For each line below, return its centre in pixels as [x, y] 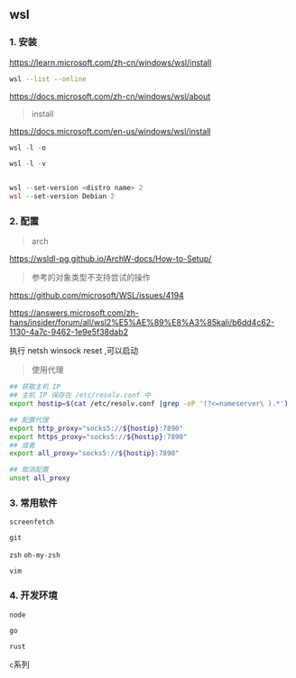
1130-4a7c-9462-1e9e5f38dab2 [69, 332]
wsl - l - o [28, 148]
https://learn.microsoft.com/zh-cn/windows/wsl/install [111, 62]
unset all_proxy [40, 478]
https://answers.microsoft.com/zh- [74, 313]
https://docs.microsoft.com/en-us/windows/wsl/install [110, 131]
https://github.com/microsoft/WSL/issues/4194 [97, 296]
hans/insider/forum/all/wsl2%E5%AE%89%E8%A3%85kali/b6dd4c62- [142, 323]
